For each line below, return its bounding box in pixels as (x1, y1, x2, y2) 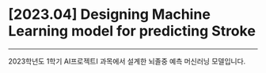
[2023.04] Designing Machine (8, 5, 211, 24)
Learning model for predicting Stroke (8, 22, 256, 40)
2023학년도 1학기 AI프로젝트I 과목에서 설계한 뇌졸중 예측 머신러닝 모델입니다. (8, 57, 246, 66)
